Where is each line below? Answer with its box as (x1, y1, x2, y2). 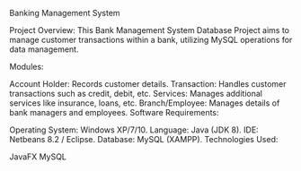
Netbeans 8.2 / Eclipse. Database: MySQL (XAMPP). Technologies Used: (9, 134, 279, 144)
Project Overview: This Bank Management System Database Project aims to (9, 25, 290, 35)
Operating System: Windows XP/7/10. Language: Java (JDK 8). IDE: (9, 124, 259, 135)
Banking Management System (9, 8, 120, 18)
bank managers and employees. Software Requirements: (9, 107, 219, 117)
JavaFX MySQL (9, 151, 67, 162)
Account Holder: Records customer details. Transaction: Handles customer (9, 79, 287, 89)
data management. (9, 44, 79, 55)
